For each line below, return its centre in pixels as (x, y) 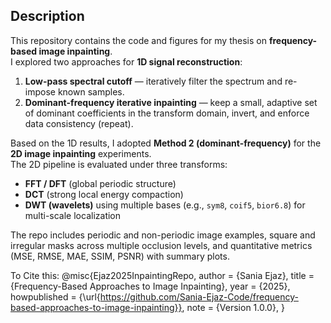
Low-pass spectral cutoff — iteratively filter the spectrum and (153, 81)
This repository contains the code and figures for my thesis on (138, 40)
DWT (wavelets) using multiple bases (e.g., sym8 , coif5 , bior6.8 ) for (165, 205)
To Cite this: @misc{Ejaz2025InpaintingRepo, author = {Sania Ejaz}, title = (162, 275)
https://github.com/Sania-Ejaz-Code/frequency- (199, 296)
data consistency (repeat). (79, 123)
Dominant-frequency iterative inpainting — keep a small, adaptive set (171, 102)
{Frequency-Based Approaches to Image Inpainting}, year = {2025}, (150, 286)
